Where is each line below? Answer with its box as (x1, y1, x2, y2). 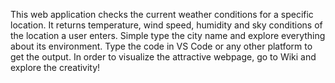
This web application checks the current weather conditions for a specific (10, 9, 314, 20)
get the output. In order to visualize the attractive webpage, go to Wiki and (10, 51, 317, 63)
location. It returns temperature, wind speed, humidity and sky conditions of (10, 19, 323, 31)
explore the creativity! (10, 62, 101, 73)
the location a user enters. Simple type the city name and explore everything (10, 30, 326, 41)
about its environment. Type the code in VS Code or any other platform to (10, 40, 313, 52)
